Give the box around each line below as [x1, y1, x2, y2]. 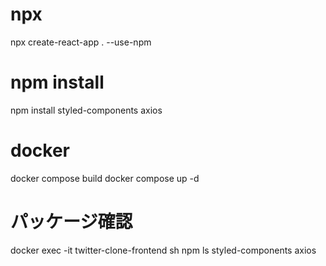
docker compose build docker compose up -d [10, 172, 200, 184]
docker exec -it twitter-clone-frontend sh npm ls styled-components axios [10, 244, 317, 256]
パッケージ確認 [10, 211, 133, 233]
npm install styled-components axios [10, 104, 163, 116]
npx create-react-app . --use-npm [10, 36, 152, 48]
